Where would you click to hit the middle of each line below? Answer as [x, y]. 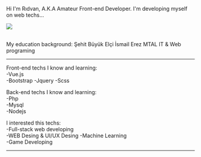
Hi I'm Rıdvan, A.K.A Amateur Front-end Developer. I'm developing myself [97, 9]
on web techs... [25, 15]
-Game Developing [29, 142]
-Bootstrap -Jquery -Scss [38, 81]
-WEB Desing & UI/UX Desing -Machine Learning [66, 135]
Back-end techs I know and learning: [51, 92]
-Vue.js [15, 74]
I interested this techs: [33, 123]
